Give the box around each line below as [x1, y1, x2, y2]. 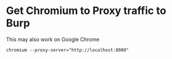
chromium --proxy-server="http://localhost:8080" [6, 47, 129, 53]
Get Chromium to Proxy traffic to [6, 4, 167, 18]
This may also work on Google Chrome [6, 36, 100, 43]
